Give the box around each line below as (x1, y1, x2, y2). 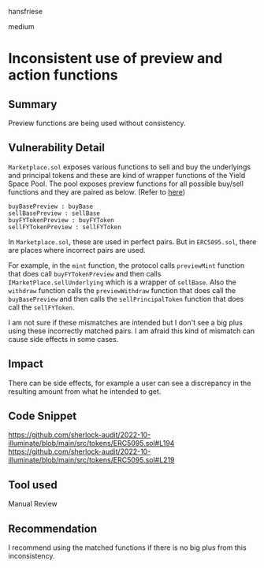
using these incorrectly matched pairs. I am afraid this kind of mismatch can (8, 326, 255, 336)
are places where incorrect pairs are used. (8, 245, 146, 254)
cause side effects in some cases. (8, 334, 119, 343)
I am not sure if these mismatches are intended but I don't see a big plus (8, 317, 243, 327)
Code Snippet (8, 410, 77, 423)
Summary (8, 98, 58, 111)
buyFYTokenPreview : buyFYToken (8, 216, 114, 224)
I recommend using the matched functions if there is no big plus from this (8, 543, 247, 552)
